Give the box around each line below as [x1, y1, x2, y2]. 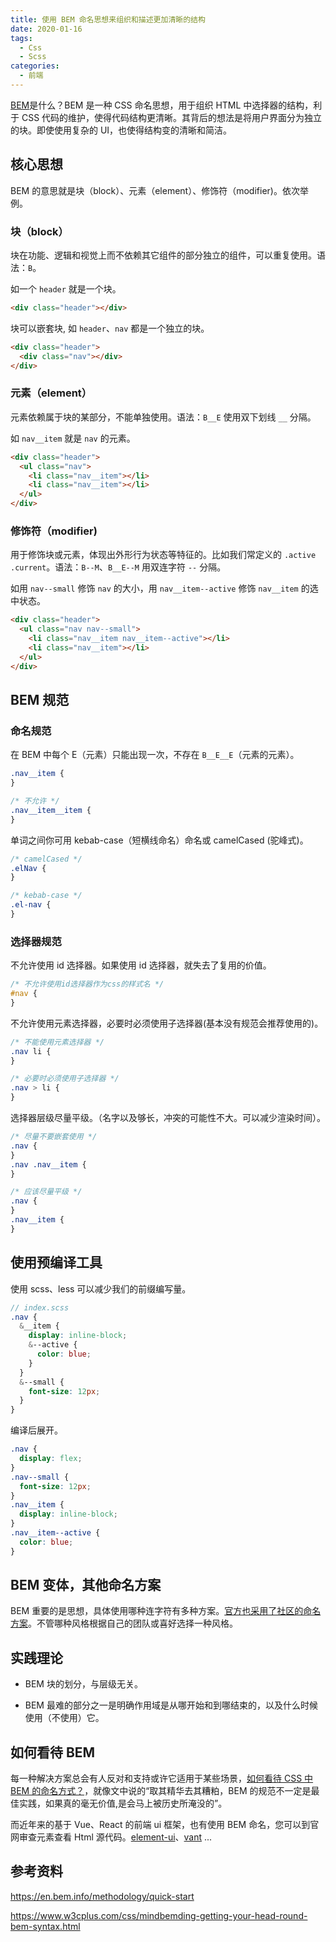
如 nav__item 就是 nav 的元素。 [10, 432, 136, 444]
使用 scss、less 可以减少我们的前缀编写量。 [10, 1282, 192, 1295]
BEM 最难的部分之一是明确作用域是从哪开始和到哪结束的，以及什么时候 [24, 1699, 318, 1711]
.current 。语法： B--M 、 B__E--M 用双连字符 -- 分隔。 [10, 561, 227, 573]
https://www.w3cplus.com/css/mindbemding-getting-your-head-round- [10, 1909, 308, 1921]
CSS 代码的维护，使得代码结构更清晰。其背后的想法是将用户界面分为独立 [21, 111, 323, 123]
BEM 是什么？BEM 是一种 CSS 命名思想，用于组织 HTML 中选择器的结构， [10, 99, 314, 111]
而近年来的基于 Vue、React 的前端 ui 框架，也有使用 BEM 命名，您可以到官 [10, 1819, 320, 1831]
